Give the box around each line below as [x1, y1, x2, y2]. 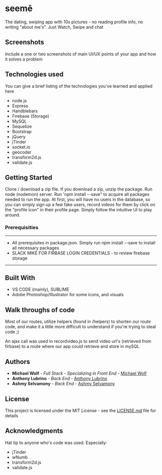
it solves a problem [5, 56, 43, 62]
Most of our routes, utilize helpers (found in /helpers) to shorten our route [5, 318, 151, 325]
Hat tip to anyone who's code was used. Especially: [5, 440, 108, 445]
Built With [5, 274, 35, 282]
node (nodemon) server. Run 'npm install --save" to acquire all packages [5, 191, 149, 197]
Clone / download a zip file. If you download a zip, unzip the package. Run [5, 186, 153, 192]
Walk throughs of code [5, 306, 75, 314]
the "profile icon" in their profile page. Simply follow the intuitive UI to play [5, 207, 152, 213]
